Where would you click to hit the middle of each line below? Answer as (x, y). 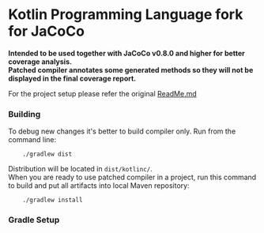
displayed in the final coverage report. (72, 78)
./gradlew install (53, 200)
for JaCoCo (47, 31)
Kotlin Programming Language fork (126, 15)
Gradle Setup (34, 220)
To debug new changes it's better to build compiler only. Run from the (122, 131)
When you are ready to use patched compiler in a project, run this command (132, 177)
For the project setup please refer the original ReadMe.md (103, 93)
